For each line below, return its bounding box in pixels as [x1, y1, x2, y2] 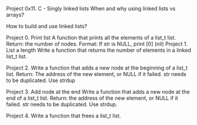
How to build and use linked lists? [6, 23, 87, 29]
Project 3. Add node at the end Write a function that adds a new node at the [6, 88, 190, 95]
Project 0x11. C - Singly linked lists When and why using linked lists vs [6, 5, 176, 12]
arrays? [6, 11, 25, 18]
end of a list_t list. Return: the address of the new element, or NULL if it [6, 94, 178, 101]
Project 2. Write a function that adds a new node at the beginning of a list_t [6, 64, 188, 71]
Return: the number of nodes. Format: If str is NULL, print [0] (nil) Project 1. [6, 41, 188, 47]
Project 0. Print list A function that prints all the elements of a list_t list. [6, 34, 176, 41]
